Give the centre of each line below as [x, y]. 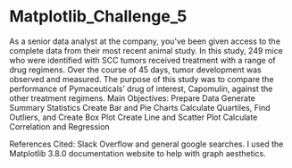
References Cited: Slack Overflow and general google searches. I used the [146, 144]
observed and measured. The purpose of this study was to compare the [142, 79]
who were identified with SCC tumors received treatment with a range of [143, 60]
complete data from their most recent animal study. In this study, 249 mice [146, 50]
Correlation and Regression [59, 126]
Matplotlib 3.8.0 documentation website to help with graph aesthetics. [138, 153]
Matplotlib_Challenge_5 [98, 17]
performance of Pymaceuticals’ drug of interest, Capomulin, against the [141, 88]
